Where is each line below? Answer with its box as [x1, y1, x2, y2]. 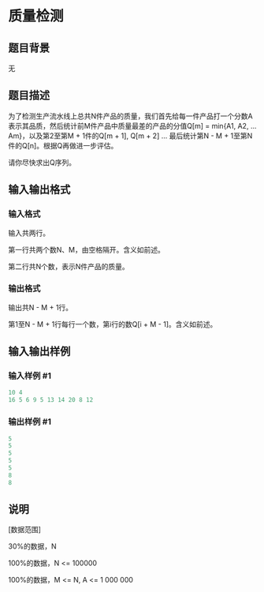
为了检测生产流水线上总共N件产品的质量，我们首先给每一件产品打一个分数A [8, 111, 254, 121]
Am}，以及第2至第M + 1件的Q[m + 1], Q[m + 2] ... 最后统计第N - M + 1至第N [8, 131, 253, 141]
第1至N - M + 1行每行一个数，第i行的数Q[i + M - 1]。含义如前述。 [8, 319, 218, 328]
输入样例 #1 [8, 370, 51, 381]
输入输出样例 [8, 345, 71, 358]
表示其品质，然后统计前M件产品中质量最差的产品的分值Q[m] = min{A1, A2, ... [8, 121, 257, 130]
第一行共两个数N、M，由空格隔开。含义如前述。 [8, 245, 165, 254]
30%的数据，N [8, 541, 57, 551]
